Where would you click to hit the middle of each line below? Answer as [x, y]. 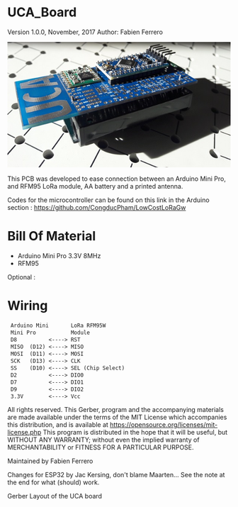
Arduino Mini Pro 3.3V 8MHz [59, 255]
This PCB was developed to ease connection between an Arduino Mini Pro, [117, 179]
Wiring [28, 306]
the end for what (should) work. [53, 482]
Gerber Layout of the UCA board [55, 496]
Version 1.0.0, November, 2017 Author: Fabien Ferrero [85, 32]
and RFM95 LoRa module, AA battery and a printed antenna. [95, 186]
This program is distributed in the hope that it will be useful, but [135, 432]
